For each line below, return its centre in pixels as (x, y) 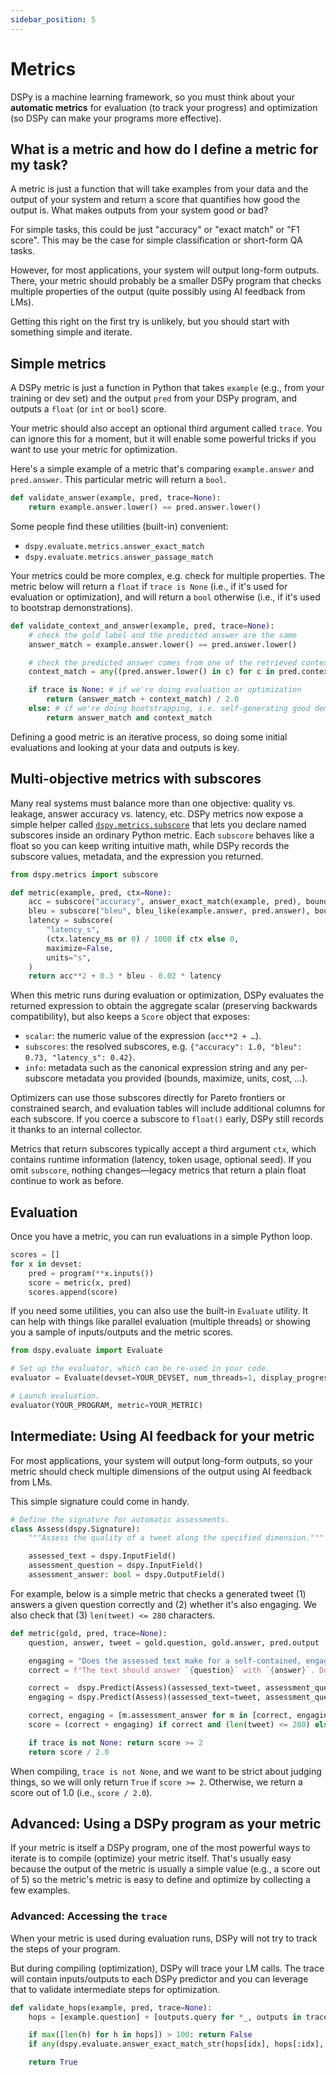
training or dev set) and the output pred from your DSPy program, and (154, 398)
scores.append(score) (73, 1292)
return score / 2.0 (69, 1752)
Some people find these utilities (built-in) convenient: (119, 526)
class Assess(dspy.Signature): (75, 1529)
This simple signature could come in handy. (100, 1501)
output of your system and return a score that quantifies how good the (155, 200)
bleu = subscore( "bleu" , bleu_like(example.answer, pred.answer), (169, 911)
